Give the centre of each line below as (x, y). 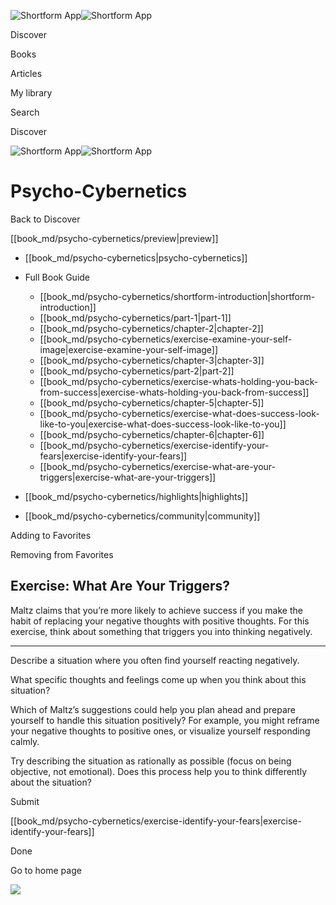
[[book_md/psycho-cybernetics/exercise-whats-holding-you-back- (179, 381)
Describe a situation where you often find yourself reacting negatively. (155, 660)
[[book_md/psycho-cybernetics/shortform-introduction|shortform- (177, 296)
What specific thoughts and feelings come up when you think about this (158, 679)
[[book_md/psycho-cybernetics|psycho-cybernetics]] (136, 257)
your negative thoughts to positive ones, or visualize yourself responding (160, 731)
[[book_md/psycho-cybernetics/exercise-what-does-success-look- (179, 413)
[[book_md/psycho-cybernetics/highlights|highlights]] (136, 496)
